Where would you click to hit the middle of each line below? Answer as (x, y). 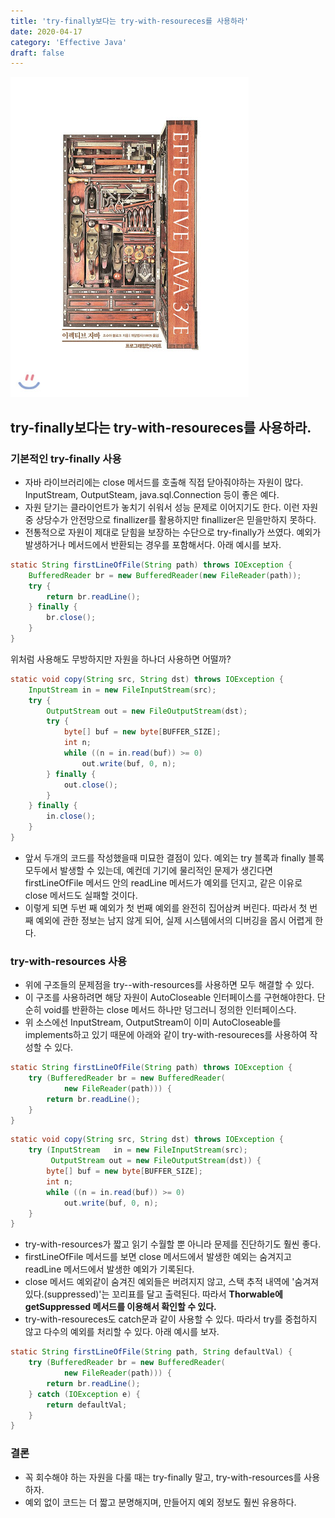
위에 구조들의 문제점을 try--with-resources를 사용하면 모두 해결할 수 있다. (169, 985)
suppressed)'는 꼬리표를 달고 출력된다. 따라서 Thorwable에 (164, 1294)
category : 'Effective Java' (69, 42)
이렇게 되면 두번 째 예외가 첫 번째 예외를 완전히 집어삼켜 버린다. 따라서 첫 (166, 907)
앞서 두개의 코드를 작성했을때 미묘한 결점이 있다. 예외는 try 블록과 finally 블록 (174, 857)
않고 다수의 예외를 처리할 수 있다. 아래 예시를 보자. (122, 1332)
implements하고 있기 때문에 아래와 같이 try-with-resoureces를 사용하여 (166, 1035)
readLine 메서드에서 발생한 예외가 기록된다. (109, 1269)
